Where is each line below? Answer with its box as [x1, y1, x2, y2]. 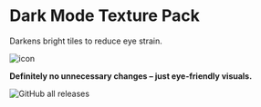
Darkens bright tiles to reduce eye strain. [9, 35, 162, 46]
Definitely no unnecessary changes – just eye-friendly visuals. [9, 70, 253, 82]
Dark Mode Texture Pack [9, 5, 201, 26]
